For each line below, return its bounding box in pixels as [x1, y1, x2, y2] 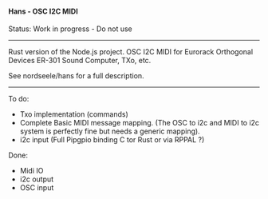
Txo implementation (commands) [19, 109, 129, 119]
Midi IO [19, 166, 44, 176]
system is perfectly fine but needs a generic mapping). [19, 126, 201, 136]
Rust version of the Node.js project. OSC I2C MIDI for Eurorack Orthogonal [8, 47, 254, 57]
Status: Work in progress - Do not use [8, 24, 133, 34]
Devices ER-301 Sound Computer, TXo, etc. [8, 56, 152, 66]
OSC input [19, 183, 54, 193]
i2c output [19, 174, 54, 184]
